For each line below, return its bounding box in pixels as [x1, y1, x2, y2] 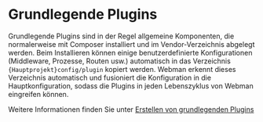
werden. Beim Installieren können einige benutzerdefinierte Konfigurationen [8, 48, 253, 57]
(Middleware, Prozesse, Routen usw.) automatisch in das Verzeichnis [8, 56, 232, 66]
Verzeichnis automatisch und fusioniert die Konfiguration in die [8, 73, 212, 82]
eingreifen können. [8, 89, 69, 99]
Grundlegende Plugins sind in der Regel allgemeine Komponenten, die [8, 31, 235, 41]
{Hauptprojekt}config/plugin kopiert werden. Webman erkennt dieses [8, 64, 236, 74]
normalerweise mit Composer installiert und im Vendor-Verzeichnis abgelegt [8, 39, 255, 48]
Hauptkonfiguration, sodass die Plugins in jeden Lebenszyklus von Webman [8, 81, 254, 91]
